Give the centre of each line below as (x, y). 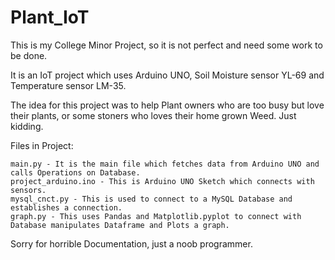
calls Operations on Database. (75, 172)
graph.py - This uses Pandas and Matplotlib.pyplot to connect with (156, 216)
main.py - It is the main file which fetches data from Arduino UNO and (165, 164)
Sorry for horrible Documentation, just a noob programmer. (131, 243)
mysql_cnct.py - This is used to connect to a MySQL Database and (151, 199)
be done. (29, 55)
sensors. (28, 190)
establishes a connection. (66, 207)
